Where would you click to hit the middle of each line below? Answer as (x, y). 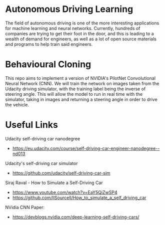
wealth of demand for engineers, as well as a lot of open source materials (81, 39)
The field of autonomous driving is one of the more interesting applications (82, 23)
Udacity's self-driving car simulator (41, 163)
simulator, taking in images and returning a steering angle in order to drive (81, 99)
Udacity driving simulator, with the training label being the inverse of (75, 89)
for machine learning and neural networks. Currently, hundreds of (73, 28)
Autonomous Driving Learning (69, 9)
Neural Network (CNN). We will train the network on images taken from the (82, 83)
